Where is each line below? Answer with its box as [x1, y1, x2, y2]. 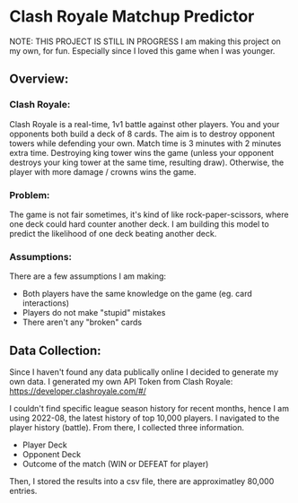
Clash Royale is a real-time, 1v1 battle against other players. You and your [9, 118, 280, 129]
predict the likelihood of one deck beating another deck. [9, 228, 217, 238]
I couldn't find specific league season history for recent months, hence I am [9, 403, 290, 414]
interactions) [22, 298, 70, 308]
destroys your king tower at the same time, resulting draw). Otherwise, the [9, 157, 285, 168]
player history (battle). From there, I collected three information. [9, 422, 245, 433]
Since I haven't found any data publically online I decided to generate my [9, 367, 279, 377]
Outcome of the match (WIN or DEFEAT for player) [22, 459, 209, 470]
